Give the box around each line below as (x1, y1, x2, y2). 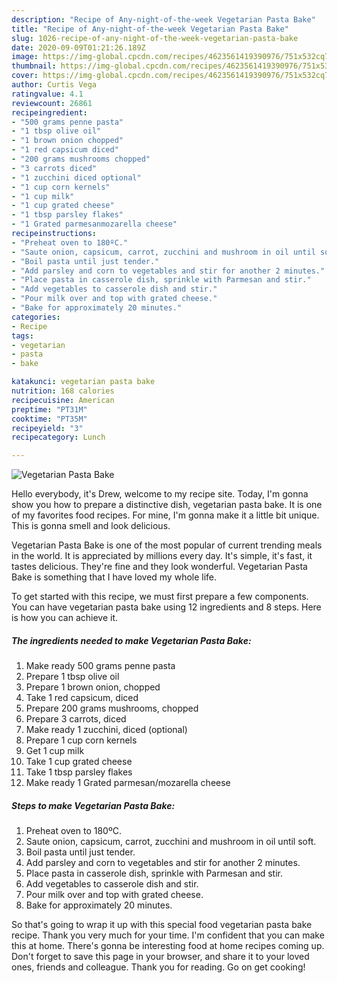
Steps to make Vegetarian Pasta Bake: (11, 799, 176, 811)
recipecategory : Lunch (11, 432, 106, 443)
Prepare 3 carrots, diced (25, 713, 127, 725)
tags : (11, 331, 34, 341)
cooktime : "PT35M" (11, 414, 88, 424)
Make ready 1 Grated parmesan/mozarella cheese (25, 777, 231, 789)
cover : (11, 71, 39, 81)
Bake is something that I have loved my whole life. (11, 571, 218, 583)
